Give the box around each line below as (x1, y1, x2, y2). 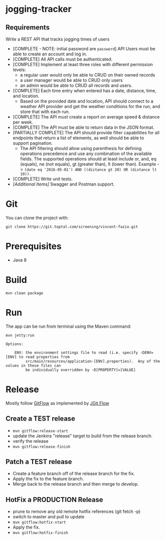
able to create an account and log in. (12, 51, 88, 57)
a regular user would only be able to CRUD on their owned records (20, 72, 156, 77)
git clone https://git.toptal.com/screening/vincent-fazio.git (5, 224, 138, 229)
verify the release (12, 438, 49, 444)
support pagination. (12, 140, 53, 146)
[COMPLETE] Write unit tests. (12, 176, 73, 182)
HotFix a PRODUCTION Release (5, 495, 103, 504)
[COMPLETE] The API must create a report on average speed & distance (12, 114, 160, 119)
